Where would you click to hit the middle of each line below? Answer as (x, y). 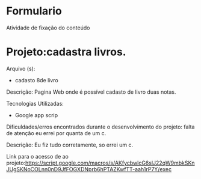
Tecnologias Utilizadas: (35, 103)
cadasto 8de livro (36, 80)
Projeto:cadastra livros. (66, 52)
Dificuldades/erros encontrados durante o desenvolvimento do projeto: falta (100, 127)
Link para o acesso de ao (38, 156)
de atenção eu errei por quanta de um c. (56, 133)
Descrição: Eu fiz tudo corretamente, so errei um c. (70, 145)
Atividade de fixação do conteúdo (48, 28)
